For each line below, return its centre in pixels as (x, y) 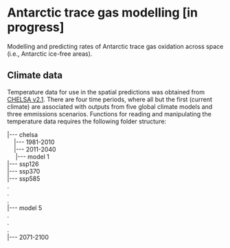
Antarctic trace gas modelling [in (102, 13)
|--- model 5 (25, 207)
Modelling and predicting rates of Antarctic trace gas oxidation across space (115, 46)
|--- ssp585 (24, 178)
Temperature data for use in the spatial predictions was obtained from (106, 92)
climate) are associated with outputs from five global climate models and (110, 106)
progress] (36, 27)
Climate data (35, 75)
